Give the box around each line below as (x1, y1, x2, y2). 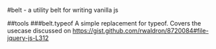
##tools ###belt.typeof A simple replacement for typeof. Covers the (7, 19, 201, 27)
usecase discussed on (7, 27, 71, 35)
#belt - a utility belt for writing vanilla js (7, 6, 119, 14)
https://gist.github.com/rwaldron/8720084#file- (72, 27, 209, 35)
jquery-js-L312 (7, 34, 49, 42)
